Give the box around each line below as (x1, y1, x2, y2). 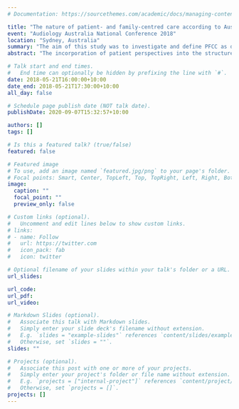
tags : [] (7, 128, 33, 136)
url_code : (7, 286, 37, 293)
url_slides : (7, 273, 43, 280)
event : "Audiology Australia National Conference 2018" (7, 30, 176, 37)
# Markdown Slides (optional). (7, 312, 100, 319)
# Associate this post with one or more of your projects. (7, 365, 193, 372)
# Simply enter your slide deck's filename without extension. (7, 325, 205, 333)
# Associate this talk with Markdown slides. (7, 318, 152, 325)
